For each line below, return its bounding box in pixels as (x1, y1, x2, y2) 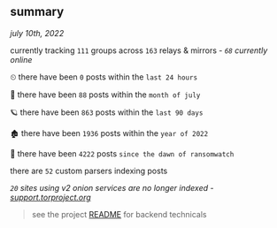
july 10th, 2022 (10, 27, 65, 38)
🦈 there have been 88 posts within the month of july (10, 89, 201, 100)
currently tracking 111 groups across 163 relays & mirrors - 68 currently (10, 45, 268, 56)
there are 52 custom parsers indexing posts (10, 165, 168, 176)
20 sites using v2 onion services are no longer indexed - (10, 182, 214, 193)
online (10, 54, 33, 65)
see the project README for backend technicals (31, 209, 207, 219)
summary (10, 4, 65, 19)
